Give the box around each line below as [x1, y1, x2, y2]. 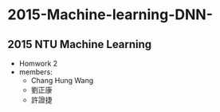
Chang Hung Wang [30, 76, 94, 85]
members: [18, 67, 53, 77]
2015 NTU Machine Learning [7, 38, 152, 51]
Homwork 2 [18, 58, 58, 68]
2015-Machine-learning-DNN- [7, 6, 213, 24]
